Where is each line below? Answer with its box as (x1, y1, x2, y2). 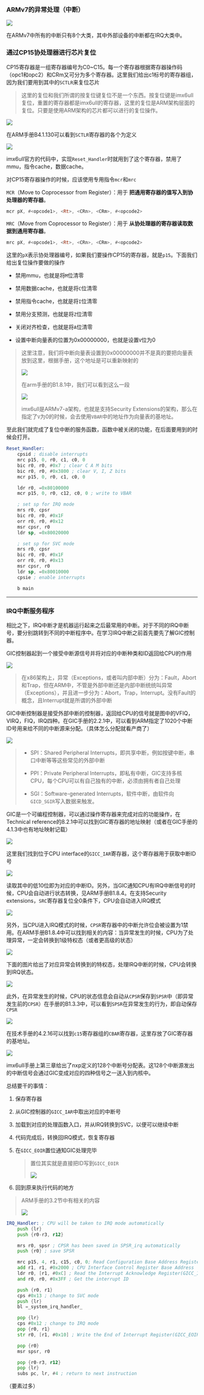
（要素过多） (6, 1382, 38, 1390)
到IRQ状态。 (6, 968, 37, 976)
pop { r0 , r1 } (17, 1326, 50, 1332)
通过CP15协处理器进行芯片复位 (6, 49, 97, 57)
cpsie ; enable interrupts (17, 574, 86, 580)
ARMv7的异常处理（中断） (6, 5, 84, 13)
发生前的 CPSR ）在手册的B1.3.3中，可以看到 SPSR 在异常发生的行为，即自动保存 (6, 1000, 197, 1007)
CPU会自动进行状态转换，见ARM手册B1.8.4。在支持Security (16, 889, 167, 897)
